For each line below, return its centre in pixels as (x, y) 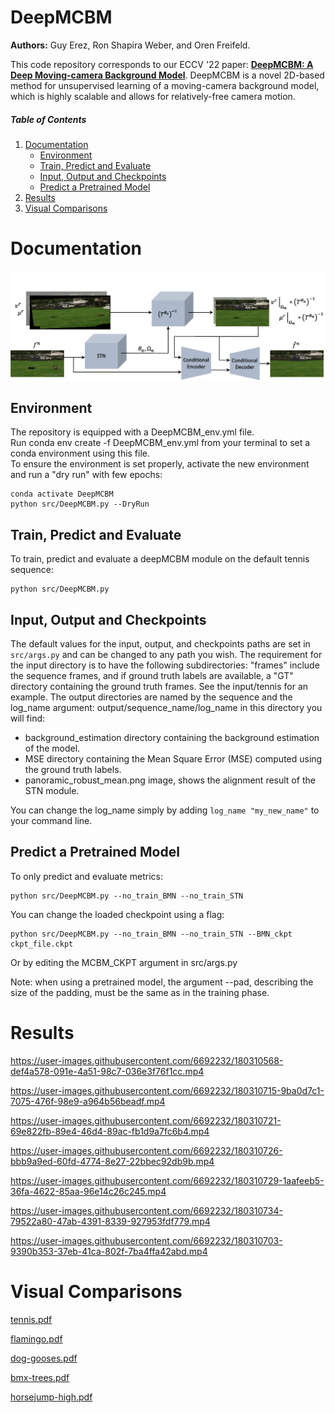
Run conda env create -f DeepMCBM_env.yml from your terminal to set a (160, 443)
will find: (28, 718)
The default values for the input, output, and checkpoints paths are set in (160, 644)
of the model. (52, 748)
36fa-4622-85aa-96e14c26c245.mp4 (88, 1191)
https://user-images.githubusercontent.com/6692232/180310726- (146, 1150)
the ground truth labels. (73, 769)
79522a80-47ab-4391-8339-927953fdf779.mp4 (110, 1221)
